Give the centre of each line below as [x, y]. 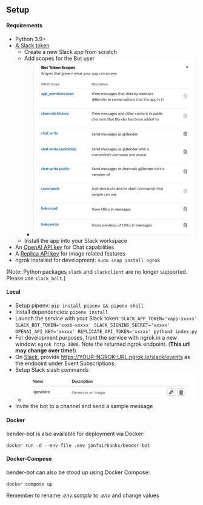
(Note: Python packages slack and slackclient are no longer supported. [97, 271]
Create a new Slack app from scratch [70, 51]
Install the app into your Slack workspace [75, 240]
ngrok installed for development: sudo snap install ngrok [88, 260]
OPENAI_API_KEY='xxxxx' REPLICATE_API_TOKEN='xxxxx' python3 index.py [106, 332]
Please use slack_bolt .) [36, 278]
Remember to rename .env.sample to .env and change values [83, 495]
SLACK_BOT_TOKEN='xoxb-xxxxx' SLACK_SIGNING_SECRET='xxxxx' [92, 325]
